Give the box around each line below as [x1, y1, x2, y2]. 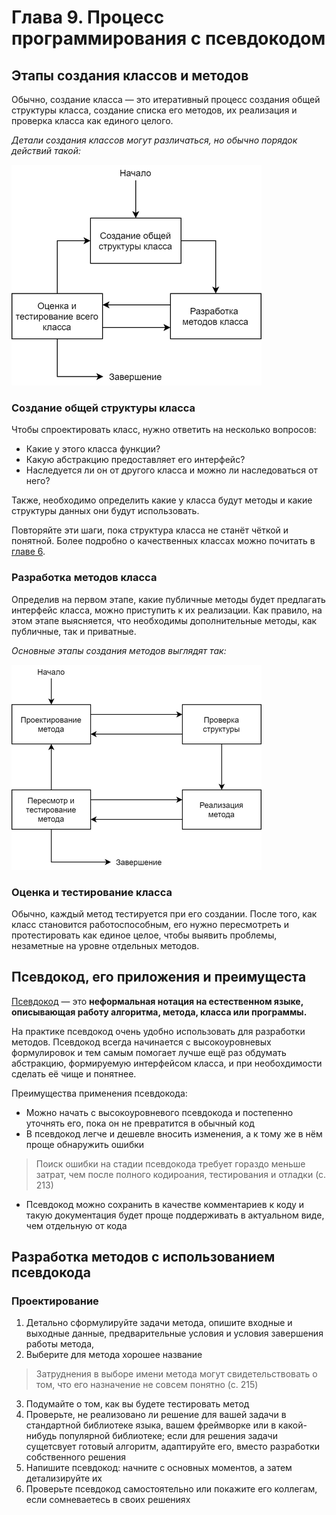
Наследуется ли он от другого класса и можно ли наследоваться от [25, 464, 318, 476]
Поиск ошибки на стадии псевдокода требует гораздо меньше [35, 1157, 306, 1170]
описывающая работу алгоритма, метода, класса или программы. [11, 1006, 308, 1018]
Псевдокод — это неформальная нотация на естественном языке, [11, 995, 304, 1007]
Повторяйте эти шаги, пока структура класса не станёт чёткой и [11, 524, 289, 536]
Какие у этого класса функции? [25, 443, 161, 455]
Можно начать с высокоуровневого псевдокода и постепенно [25, 1106, 294, 1118]
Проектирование [11, 1294, 99, 1308]
